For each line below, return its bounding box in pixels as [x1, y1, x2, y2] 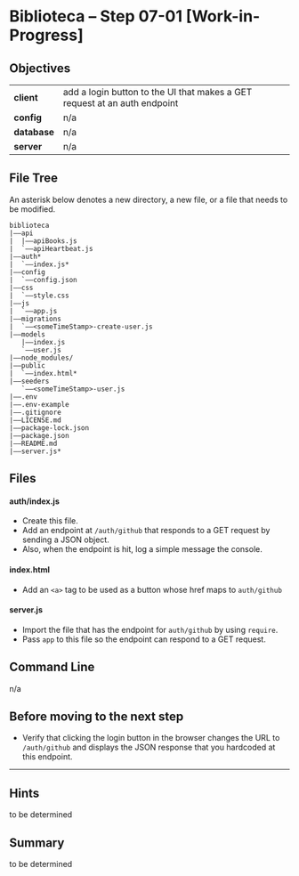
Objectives [9, 61, 71, 76]
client [13, 92, 38, 103]
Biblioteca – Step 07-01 [9, 6, 182, 27]
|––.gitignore [9, 408, 62, 417]
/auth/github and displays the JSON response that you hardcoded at [21, 742, 276, 753]
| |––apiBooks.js [9, 236, 77, 246]
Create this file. [21, 515, 78, 526]
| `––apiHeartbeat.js [9, 244, 93, 253]
